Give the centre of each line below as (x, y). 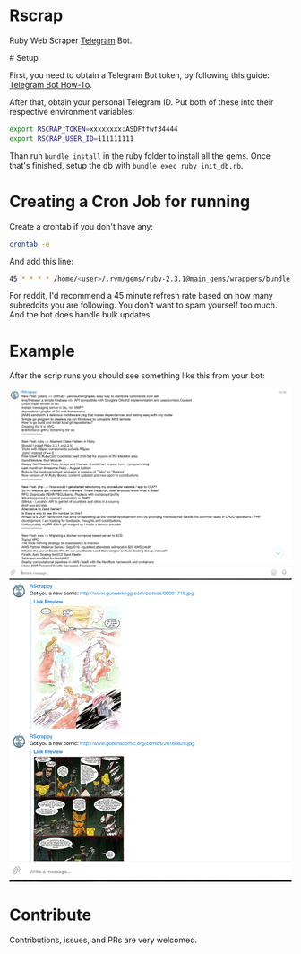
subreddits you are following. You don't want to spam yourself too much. (143, 305)
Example (42, 351)
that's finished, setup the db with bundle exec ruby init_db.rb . (126, 165)
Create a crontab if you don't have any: (82, 226)
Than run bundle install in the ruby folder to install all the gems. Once (140, 156)
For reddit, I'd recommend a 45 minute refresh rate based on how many (141, 296)
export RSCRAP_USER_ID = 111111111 (72, 139)
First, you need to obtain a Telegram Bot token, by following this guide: (140, 75)
